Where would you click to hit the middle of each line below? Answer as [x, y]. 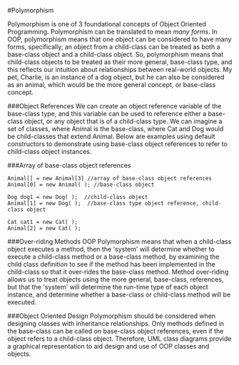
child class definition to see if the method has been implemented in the [111, 264]
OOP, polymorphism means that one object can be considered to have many [119, 39]
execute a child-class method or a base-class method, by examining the [113, 257]
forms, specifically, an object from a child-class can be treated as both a [114, 47]
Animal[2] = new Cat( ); [44, 228]
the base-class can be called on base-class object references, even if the [116, 331]
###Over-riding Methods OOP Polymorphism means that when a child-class [119, 241]
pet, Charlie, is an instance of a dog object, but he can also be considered [116, 77]
